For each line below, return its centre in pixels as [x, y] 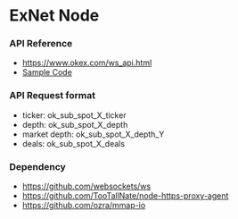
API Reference [41, 44]
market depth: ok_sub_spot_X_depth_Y [93, 134]
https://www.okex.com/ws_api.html [87, 63]
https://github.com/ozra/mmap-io [84, 206]
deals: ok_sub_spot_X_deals [74, 143]
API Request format [53, 96]
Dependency [38, 166]
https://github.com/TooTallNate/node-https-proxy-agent [125, 196]
